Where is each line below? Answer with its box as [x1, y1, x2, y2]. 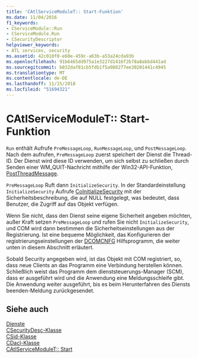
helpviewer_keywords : [6, 42, 60, 48]
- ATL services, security [6, 48, 70, 54]
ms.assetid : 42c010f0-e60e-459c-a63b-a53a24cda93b [6, 53, 134, 59]
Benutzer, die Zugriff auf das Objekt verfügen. [6, 200, 119, 208]
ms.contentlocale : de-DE [6, 75, 68, 81]
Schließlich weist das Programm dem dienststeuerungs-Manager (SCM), [6, 268, 184, 275]
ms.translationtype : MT [6, 70, 65, 76]
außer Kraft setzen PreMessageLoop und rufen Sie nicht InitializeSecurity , [6, 218, 189, 226]
